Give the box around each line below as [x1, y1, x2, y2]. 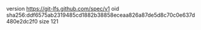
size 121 [39, 18, 59, 25]
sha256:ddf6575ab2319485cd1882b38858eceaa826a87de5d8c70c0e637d [6, 11, 196, 19]
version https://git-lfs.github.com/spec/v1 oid [6, 5, 120, 12]
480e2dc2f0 [6, 18, 38, 25]
